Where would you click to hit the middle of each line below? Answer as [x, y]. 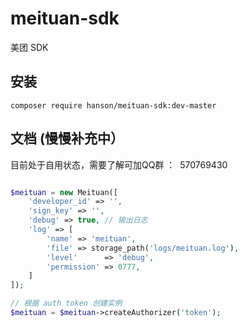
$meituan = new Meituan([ [64, 192]
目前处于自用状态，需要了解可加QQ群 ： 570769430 [119, 164]
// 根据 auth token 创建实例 [66, 303]
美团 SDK [29, 47]
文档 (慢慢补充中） [67, 138]
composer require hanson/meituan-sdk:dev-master [113, 105]
